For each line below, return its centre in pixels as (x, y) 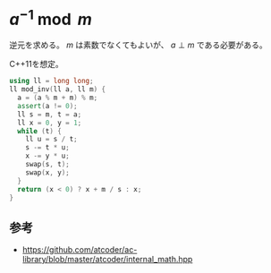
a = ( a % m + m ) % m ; (58, 98)
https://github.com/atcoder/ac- (80, 250)
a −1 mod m (51, 17)
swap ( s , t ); (47, 165)
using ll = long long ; (51, 81)
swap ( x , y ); (47, 172)
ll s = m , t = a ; (50, 114)
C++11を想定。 (37, 64)
